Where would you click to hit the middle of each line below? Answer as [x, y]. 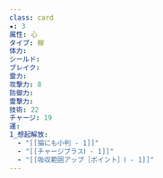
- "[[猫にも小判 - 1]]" [58, 143]
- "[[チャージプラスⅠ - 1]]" [66, 151]
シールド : [25, 59]
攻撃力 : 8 [26, 85]
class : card [31, 18]
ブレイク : [25, 68]
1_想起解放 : [29, 135]
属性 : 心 [24, 34]
